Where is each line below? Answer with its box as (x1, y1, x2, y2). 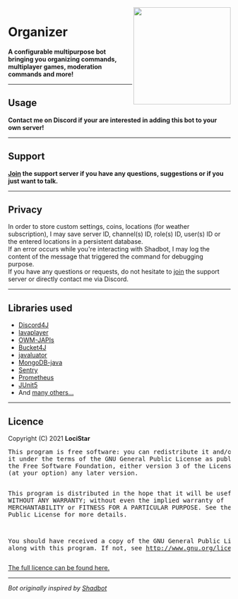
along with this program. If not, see (8, 544, 143, 552)
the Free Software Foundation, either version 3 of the (8, 462, 206, 470)
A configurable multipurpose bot (8, 47, 107, 56)
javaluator (18, 351, 48, 360)
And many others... (18, 389, 74, 397)
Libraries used (8, 302, 73, 314)
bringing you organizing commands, (8, 54, 117, 63)
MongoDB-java (18, 358, 63, 367)
